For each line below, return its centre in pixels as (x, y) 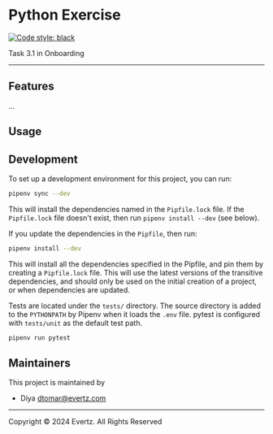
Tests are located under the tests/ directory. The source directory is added (135, 306)
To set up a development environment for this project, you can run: (120, 178)
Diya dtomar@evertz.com (63, 398)
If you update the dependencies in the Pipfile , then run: (103, 233)
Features (31, 87)
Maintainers (40, 363)
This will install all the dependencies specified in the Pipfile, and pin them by (136, 264)
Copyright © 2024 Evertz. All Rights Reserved (85, 422)
